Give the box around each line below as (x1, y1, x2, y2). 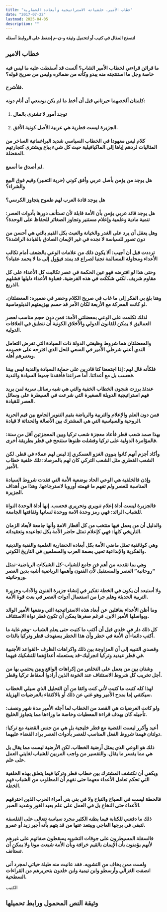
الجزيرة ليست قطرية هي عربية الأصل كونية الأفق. (12, 124, 118, 131)
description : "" (5, 21, 39, 26)
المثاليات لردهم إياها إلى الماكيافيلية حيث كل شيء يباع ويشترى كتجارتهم (5, 144, 157, 151)
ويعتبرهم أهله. (5, 352, 36, 359)
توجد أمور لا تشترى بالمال (12, 111, 67, 118)
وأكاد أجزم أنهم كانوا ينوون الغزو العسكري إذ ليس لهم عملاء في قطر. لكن (5, 451, 160, 457)
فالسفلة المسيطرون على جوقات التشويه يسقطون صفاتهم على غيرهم (5, 835, 154, 842)
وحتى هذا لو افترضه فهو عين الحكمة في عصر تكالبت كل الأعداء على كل (5, 268, 156, 275)
